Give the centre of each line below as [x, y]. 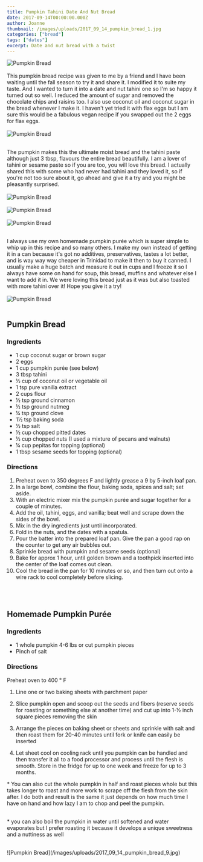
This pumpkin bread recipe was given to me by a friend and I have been [96, 76]
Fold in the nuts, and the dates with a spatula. [72, 532]
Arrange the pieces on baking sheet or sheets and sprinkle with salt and [105, 728]
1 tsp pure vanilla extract [46, 387]
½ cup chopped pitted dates [51, 432]
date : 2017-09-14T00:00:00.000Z [47, 18]
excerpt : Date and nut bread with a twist [61, 46]
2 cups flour [31, 393]
